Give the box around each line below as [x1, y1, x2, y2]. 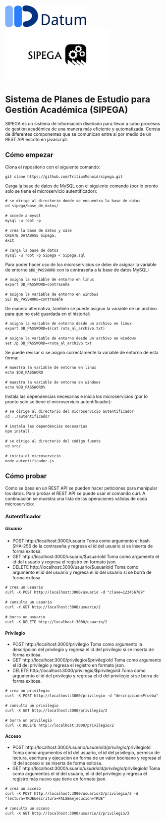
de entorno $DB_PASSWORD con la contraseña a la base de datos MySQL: [5, 267, 150, 273]
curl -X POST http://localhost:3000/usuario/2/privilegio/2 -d [5, 791, 139, 796]
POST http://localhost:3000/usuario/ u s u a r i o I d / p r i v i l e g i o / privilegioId [12, 744, 151, 750]
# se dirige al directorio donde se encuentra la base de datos [5, 198, 141, 203]
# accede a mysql [5, 213, 41, 218]
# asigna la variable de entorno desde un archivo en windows [5, 335, 136, 341]
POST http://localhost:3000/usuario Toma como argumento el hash [12, 538, 150, 544]
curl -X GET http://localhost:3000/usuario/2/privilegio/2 [5, 811, 130, 816]
